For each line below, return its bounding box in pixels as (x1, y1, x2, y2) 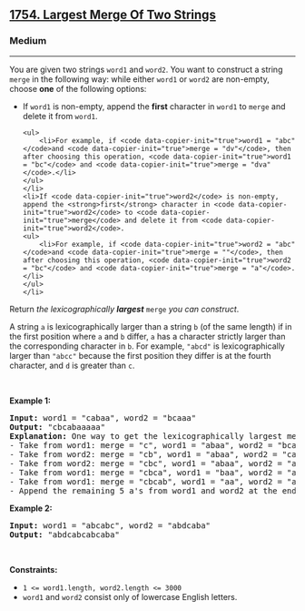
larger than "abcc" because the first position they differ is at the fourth (9, 350, 271, 361)
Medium (9, 35, 47, 47)
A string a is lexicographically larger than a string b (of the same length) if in (9, 321, 292, 331)
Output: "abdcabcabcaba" (9, 529, 120, 540)
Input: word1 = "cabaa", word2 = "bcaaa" (9, 412, 197, 423)
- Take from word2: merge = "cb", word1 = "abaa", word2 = (9, 449, 279, 459)
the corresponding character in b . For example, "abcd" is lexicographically (9, 341, 286, 351)
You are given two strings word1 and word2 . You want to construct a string (9, 64, 283, 75)
